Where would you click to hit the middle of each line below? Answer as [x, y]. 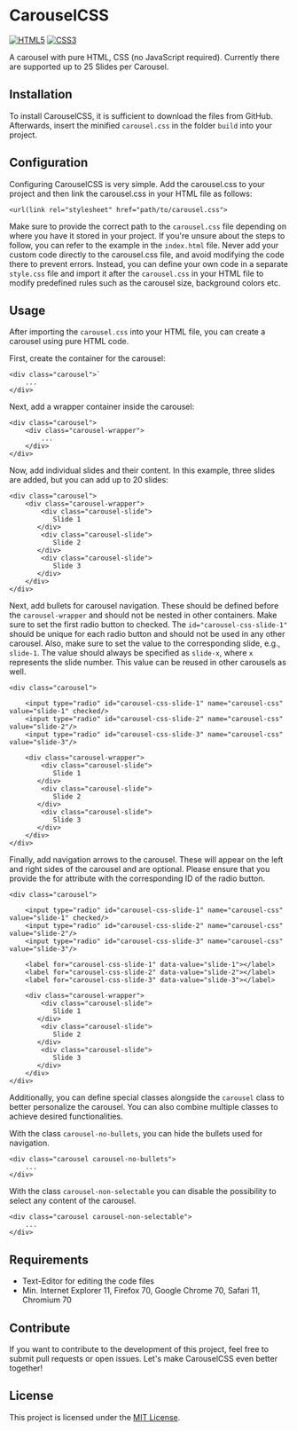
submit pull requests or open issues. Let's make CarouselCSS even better [143, 1359]
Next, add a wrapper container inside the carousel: [102, 407]
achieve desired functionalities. [66, 1116]
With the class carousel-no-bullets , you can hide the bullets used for [136, 1134]
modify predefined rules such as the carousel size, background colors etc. [145, 283]
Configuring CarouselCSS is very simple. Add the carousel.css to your [137, 184]
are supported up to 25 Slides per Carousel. [89, 67]
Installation [41, 94]
